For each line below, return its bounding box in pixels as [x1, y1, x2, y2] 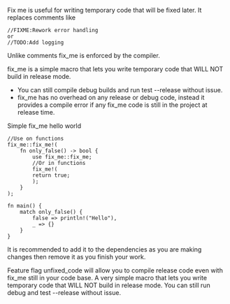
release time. [17, 108, 55, 116]
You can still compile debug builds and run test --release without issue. [17, 86, 223, 94]
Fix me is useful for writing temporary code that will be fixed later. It [7, 6, 202, 14]
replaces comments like [7, 13, 76, 22]
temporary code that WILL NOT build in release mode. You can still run [7, 281, 211, 289]
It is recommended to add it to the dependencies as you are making [7, 245, 202, 254]
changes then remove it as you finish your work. [7, 253, 146, 261]
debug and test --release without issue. [7, 289, 121, 296]
